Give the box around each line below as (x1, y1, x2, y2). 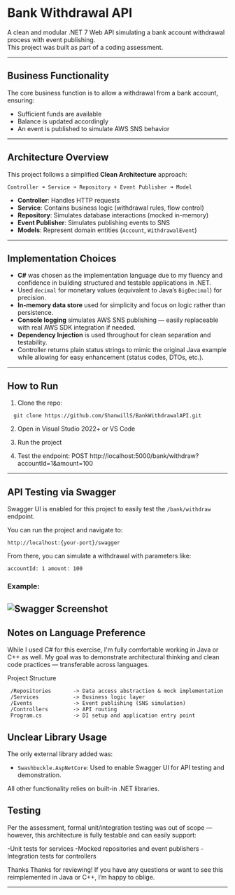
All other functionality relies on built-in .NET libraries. (7, 784, 159, 793)
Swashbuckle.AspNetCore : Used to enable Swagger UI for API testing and (17, 763, 225, 772)
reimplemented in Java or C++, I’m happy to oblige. (7, 873, 155, 881)
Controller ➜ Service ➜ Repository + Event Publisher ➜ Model (7, 184, 192, 191)
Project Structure (7, 674, 57, 682)
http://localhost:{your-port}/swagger (7, 539, 120, 546)
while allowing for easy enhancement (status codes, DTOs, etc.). (17, 353, 204, 362)
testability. (17, 338, 48, 346)
